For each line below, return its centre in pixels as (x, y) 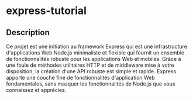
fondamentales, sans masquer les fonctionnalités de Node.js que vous (91, 84)
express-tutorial (46, 11)
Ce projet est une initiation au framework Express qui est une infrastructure (96, 46)
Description (28, 33)
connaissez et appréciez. (36, 90)
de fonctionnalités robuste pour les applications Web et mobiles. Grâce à (94, 59)
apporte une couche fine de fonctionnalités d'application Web (80, 78)
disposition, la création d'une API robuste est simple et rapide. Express (91, 71)
